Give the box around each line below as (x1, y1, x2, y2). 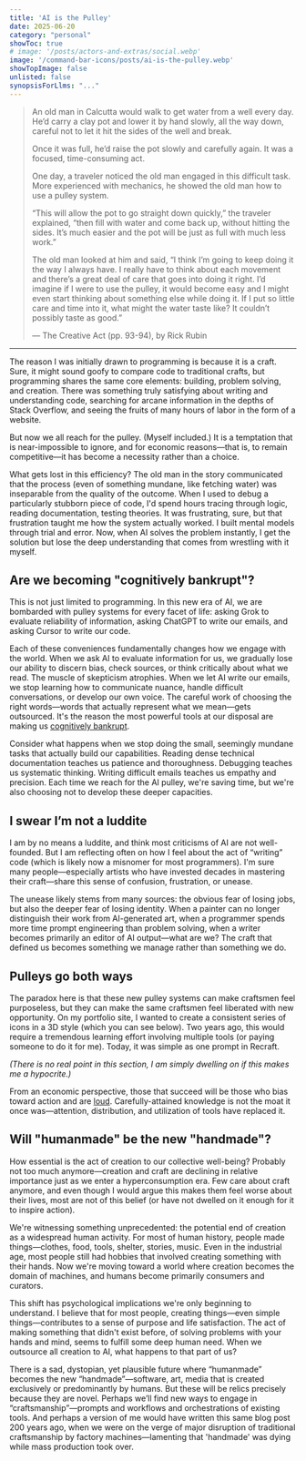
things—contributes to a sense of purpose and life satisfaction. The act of (9, 1317, 287, 1328)
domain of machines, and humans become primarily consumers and (9, 1270, 265, 1281)
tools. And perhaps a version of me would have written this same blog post (9, 1412, 291, 1423)
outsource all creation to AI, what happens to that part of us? (9, 1345, 237, 1357)
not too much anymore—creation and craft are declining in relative (9, 1165, 259, 1176)
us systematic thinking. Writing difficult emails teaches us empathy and (9, 767, 277, 779)
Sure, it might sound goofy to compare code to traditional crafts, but (9, 365, 266, 376)
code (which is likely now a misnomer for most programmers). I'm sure (9, 857, 275, 868)
